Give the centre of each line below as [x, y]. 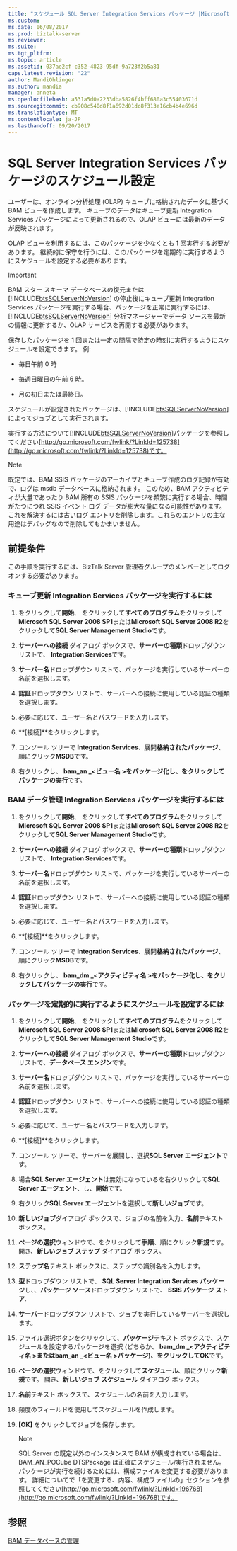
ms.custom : [24, 21]
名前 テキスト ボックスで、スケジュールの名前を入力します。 [105, 1394]
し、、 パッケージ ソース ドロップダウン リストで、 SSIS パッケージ [119, 1290]
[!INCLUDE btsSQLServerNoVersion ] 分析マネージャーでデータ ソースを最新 [117, 317]
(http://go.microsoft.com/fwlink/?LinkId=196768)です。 [98, 1498]
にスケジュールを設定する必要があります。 [69, 261]
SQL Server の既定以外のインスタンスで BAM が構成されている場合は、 [121, 1453]
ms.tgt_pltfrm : [30, 54]
